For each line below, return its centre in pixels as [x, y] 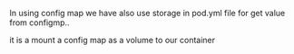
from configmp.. [39, 22]
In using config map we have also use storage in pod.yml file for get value [147, 13]
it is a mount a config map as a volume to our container [113, 40]
